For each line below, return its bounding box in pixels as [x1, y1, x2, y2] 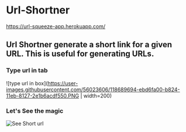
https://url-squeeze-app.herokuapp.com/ [6, 23, 106, 30]
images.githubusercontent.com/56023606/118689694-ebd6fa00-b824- [6, 86, 180, 93]
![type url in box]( [6, 79, 48, 86]
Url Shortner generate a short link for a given [6, 40, 173, 50]
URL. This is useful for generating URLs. [6, 49, 154, 59]
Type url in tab [6, 67, 48, 75]
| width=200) [80, 92, 112, 99]
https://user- [47, 79, 78, 86]
